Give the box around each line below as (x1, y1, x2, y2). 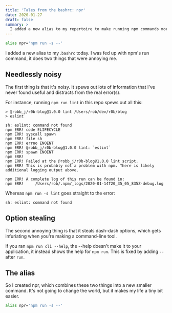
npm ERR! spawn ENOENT (5, 149, 54, 154)
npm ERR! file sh (5, 136, 42, 141)
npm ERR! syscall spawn (5, 131, 56, 136)
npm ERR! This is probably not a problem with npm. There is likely (5, 163, 155, 168)
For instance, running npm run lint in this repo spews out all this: (5, 99, 143, 105)
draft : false (5, 17, 33, 22)
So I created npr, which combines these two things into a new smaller (5, 282, 152, 288)
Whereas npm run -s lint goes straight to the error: (5, 190, 115, 196)
